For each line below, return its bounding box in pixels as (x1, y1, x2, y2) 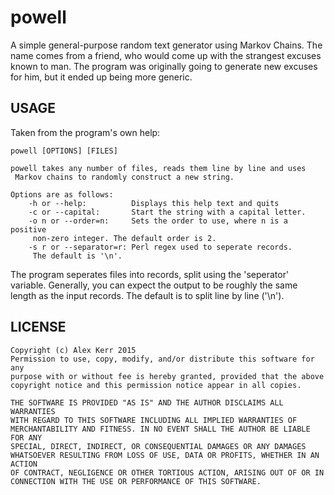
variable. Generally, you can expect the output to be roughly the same (10, 279, 298, 291)
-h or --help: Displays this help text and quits (28, 198, 280, 208)
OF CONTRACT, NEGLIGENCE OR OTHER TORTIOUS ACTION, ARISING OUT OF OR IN (10, 467, 325, 478)
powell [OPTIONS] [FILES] (10, 146, 118, 156)
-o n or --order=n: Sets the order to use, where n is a (28, 216, 288, 226)
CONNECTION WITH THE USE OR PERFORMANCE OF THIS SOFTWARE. (10, 476, 262, 486)
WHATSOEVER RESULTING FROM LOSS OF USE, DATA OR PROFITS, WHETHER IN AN (10, 450, 320, 460)
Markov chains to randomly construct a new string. (14, 172, 235, 182)
